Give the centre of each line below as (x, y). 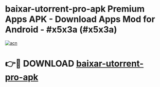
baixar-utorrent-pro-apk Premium (75, 9)
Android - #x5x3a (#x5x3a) (61, 30)
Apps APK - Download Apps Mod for (80, 19)
